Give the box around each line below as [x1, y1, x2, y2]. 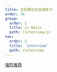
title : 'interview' [9, 43, 49, 48]
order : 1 [9, 20, 27, 26]
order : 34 [5, 12, 25, 17]
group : [5, 16, 18, 21]
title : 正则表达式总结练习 [5, 7, 53, 12]
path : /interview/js [9, 30, 51, 35]
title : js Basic [9, 25, 42, 30]
